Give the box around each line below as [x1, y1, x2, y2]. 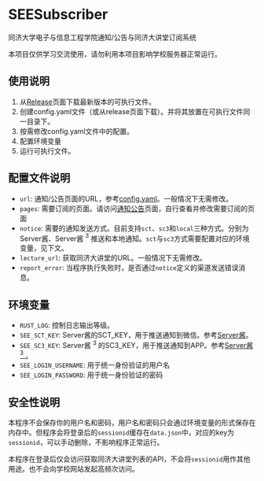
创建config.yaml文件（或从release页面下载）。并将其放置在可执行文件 [19, 106, 244, 116]
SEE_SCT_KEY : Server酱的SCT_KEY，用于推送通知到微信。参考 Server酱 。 [19, 331, 253, 340]
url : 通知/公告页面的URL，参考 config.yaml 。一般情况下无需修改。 [19, 194, 233, 203]
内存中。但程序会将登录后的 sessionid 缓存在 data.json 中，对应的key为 [8, 427, 235, 438]
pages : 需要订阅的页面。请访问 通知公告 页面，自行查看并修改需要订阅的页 [19, 203, 255, 213]
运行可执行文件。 [19, 146, 75, 155]
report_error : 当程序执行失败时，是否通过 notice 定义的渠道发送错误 [19, 263, 239, 272]
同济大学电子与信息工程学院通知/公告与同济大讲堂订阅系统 [8, 32, 197, 42]
